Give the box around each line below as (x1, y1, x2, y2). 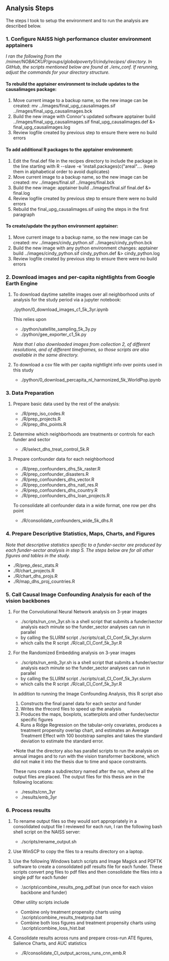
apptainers (6, 41, 33, 48)
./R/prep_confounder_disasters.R (20, 471, 89, 477)
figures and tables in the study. (6, 552, 70, 558)
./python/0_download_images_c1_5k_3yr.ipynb (13, 306, 109, 312)
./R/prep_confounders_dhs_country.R (20, 487, 98, 494)
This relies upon (13, 316, 47, 323)
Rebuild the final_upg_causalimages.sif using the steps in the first (13, 206, 149, 212)
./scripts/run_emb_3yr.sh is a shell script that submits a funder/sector (20, 659, 164, 665)
